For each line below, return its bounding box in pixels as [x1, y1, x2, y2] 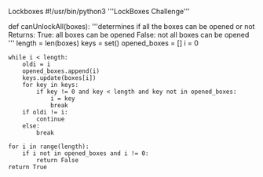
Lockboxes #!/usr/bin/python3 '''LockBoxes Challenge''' [8, 7, 191, 16]
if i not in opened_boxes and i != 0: [22, 150, 149, 157]
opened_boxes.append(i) [22, 67, 100, 75]
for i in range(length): [8, 143, 89, 150]
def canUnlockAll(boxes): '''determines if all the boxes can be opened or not [8, 22, 255, 31]
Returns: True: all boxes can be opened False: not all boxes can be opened [8, 31, 250, 39]
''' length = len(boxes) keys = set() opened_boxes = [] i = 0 [8, 38, 199, 48]
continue [36, 115, 65, 123]
